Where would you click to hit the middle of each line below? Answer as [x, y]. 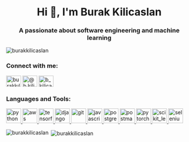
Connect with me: [32, 66]
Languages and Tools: [38, 98]
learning [99, 38]
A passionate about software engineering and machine [99, 31]
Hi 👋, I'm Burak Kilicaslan [99, 12]
